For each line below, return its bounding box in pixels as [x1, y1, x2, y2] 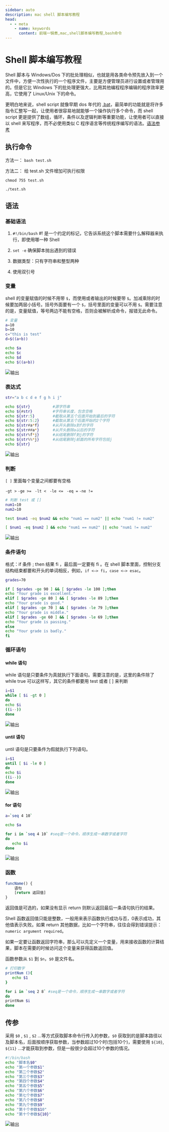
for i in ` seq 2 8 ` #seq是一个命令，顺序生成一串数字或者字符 [5, 989, 125, 994]
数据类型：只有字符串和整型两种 [12, 258, 79, 264]
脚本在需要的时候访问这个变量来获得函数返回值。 [14, 945, 116, 951]
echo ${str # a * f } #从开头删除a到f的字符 [5, 423, 93, 428]
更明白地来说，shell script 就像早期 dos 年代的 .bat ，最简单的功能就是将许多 [5, 101, 164, 107]
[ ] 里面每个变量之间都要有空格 [5, 478, 71, 484]
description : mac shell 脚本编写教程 [5, 12, 80, 17]
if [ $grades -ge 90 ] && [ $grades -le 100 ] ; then [5, 586, 117, 591]
